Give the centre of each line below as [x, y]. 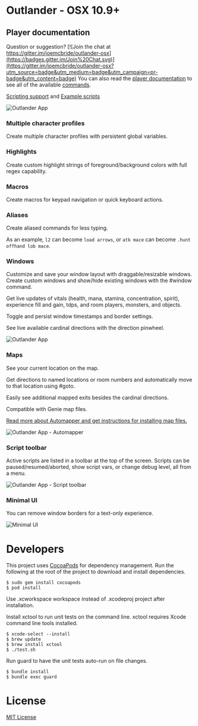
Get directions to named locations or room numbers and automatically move [99, 379]
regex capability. [26, 171]
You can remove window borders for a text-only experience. [80, 513]
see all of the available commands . [48, 85]
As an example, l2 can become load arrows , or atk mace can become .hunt [98, 240]
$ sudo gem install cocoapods [44, 583]
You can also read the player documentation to [135, 78]
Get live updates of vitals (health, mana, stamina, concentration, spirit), [93, 298]
